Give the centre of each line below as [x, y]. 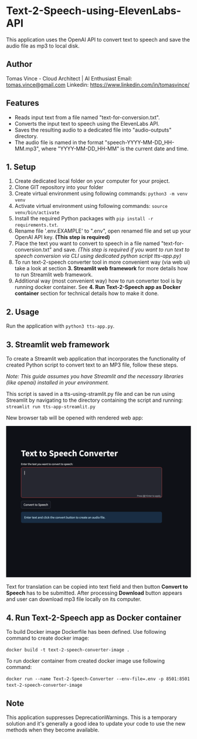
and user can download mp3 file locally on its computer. [74, 599]
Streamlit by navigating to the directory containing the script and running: [95, 400]
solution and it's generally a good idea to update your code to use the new [96, 724]
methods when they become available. [53, 730]
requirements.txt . [36, 225]
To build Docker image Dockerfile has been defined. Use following [86, 632]
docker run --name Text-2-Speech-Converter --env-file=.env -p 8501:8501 [98, 679]
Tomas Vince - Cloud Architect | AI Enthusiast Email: [69, 78]
